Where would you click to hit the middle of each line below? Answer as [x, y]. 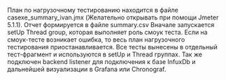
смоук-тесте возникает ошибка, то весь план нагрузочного [96, 40]
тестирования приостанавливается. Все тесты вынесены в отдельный [113, 47]
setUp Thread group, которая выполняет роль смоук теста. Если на [107, 32]
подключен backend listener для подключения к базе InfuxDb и [101, 62]
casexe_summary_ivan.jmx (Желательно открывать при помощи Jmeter [113, 17]
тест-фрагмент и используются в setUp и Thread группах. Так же [105, 54]
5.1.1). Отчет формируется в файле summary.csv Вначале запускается [111, 25]
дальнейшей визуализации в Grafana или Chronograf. [87, 69]
